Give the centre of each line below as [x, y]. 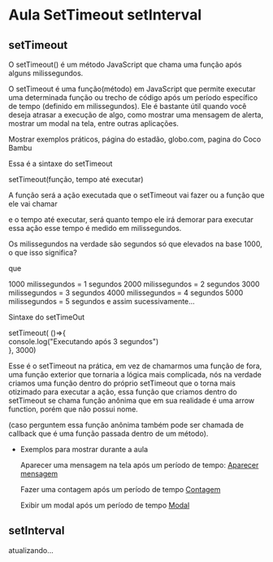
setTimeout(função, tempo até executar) [76, 179]
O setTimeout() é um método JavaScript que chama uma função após [125, 64]
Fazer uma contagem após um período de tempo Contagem [120, 489]
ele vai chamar [33, 204]
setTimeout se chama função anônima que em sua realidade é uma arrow [131, 401]
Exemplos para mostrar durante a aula [84, 449]
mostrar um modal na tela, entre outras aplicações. [93, 123]
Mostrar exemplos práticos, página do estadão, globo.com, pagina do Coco [135, 139]
